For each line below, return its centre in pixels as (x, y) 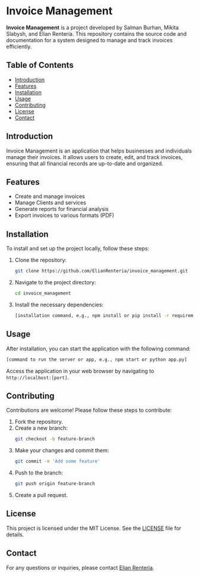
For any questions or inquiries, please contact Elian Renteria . (80, 567)
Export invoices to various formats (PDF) (64, 215)
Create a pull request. (41, 495)
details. (15, 534)
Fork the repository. (39, 422)
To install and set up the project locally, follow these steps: (78, 249)
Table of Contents (40, 65)
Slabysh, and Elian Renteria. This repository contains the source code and (97, 33)
